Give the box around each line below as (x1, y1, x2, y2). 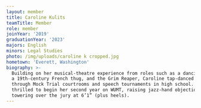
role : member (6, 25, 39, 32)
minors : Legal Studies (6, 48, 63, 54)
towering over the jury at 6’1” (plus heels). (11, 92, 130, 98)
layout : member (6, 8, 44, 15)
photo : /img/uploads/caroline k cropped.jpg (6, 53, 119, 59)
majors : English (6, 43, 47, 49)
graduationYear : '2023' (6, 37, 66, 43)
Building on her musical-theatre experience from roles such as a (11, 70, 181, 76)
